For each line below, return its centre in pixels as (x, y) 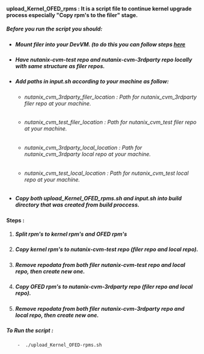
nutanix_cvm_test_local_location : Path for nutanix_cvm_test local (106, 173)
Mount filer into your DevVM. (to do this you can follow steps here (100, 44)
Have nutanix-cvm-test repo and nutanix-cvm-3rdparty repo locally (104, 59)
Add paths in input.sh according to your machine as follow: (92, 82)
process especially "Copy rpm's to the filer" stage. (72, 15)
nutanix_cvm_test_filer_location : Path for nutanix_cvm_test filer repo (110, 122)
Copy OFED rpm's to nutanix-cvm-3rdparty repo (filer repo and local (104, 287)
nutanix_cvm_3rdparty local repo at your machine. (87, 154)
